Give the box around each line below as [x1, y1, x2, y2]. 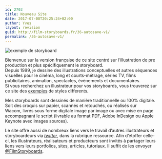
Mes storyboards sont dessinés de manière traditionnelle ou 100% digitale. [5, 97, 156, 103]
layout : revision [5, 25, 40, 30]
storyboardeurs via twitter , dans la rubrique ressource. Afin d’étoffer [5, 132, 142, 139]
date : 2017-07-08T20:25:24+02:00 [5, 16, 73, 21]
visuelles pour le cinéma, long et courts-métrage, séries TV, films [5, 72, 136, 78]
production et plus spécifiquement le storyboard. [5, 62, 103, 68]
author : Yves [5, 20, 32, 26]
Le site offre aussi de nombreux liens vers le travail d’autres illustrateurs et [5, 127, 155, 133]
